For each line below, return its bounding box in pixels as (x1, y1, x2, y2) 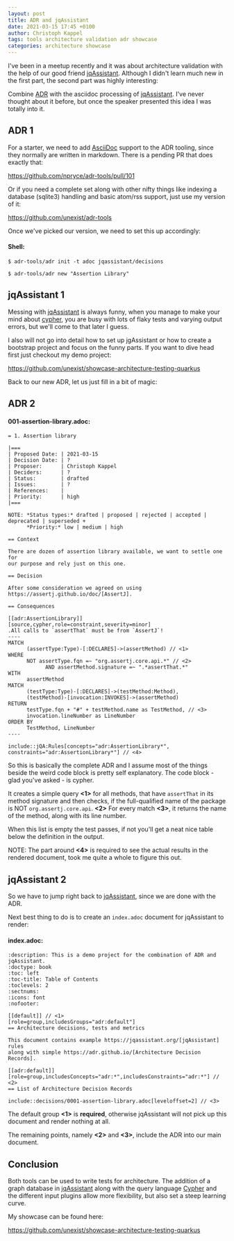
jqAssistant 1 (8, 289, 65, 301)
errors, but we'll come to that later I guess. (8, 322, 129, 330)
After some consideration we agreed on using (8, 585, 142, 592)
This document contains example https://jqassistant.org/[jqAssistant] (8, 1037, 219, 1044)
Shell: (8, 243, 25, 251)
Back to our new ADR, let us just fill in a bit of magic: (8, 377, 158, 386)
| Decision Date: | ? (8, 457, 71, 464)
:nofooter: (8, 1000, 40, 1007)
